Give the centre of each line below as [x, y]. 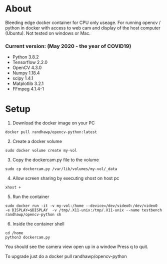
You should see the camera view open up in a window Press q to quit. [77, 247]
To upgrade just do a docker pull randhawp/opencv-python [66, 256]
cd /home [14, 233]
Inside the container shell [38, 224]
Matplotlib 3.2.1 [28, 83]
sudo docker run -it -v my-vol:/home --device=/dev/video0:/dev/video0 [81, 206]
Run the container [31, 197]
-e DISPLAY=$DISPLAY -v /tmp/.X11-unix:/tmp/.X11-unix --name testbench [84, 210]
